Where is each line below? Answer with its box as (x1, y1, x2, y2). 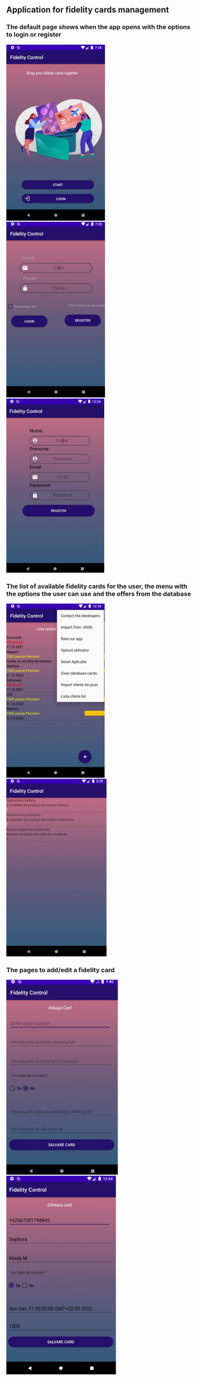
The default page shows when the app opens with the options (6, 23, 191, 31)
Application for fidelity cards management (6, 5, 169, 15)
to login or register (6, 30, 61, 39)
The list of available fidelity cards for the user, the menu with (6, 582, 188, 590)
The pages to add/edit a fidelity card (6, 965, 115, 974)
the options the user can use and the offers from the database (6, 589, 192, 598)
